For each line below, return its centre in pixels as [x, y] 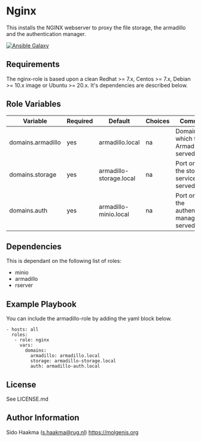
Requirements [33, 64]
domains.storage [33, 174]
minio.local [114, 214]
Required [80, 121]
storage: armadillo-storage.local [73, 361]
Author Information [43, 418]
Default [119, 121]
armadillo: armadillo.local [65, 356]
